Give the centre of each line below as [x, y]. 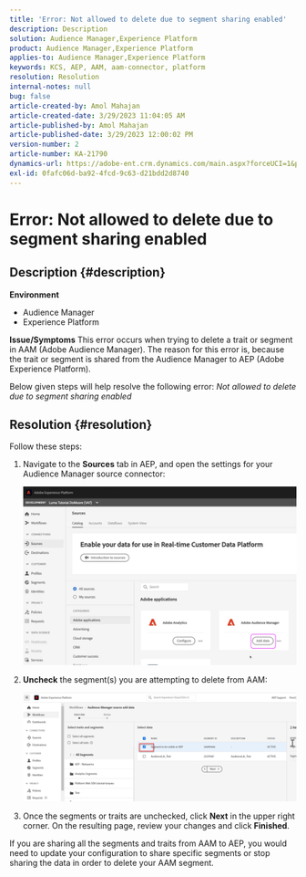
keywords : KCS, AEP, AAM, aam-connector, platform [107, 68]
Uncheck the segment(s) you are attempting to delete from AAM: [145, 680]
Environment [34, 294]
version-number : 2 [44, 145]
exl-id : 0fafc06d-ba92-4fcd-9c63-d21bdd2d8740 [99, 173]
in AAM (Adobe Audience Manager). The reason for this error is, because [147, 349]
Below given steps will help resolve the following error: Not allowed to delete [153, 386]
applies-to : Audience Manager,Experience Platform [107, 58]
